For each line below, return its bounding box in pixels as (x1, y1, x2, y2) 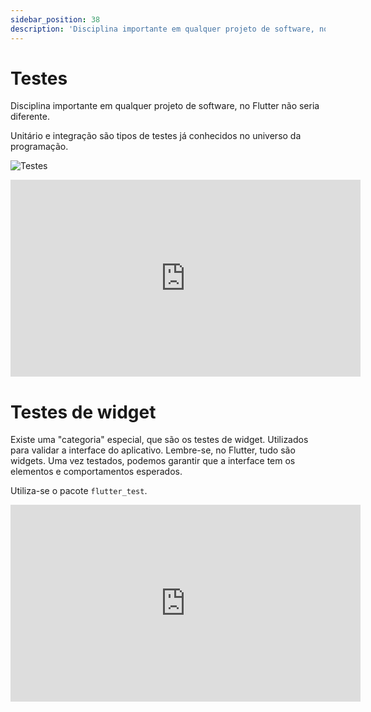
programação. (10, 141, 69, 153)
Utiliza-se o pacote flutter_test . (10, 485, 148, 497)
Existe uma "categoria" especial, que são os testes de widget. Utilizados (10, 434, 309, 446)
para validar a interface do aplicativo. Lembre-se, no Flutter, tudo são (10, 444, 296, 456)
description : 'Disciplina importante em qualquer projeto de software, (10, 24, 315, 34)
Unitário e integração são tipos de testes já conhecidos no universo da (10, 130, 302, 142)
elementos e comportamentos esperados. (10, 466, 183, 478)
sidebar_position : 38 (10, 14, 101, 25)
